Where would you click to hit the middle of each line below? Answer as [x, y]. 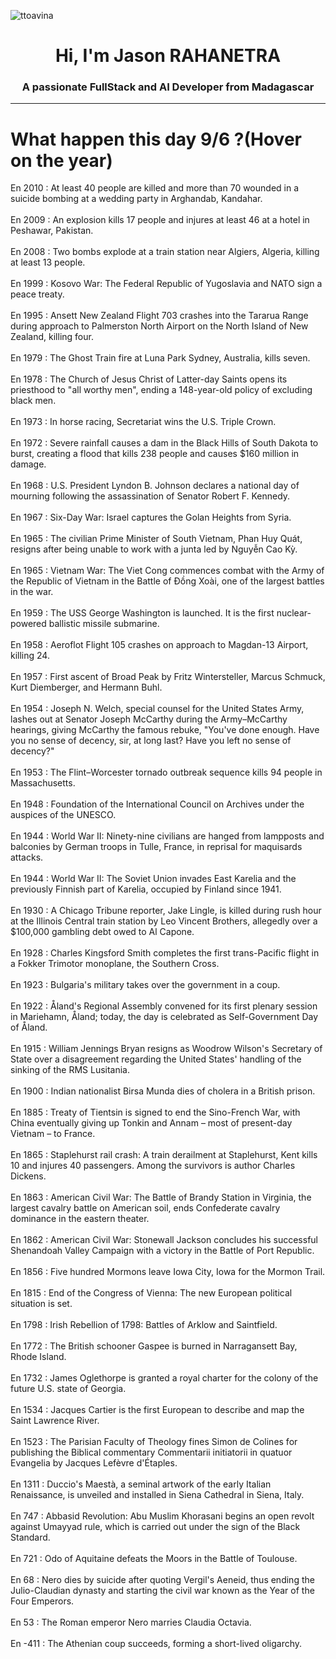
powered [28, 624]
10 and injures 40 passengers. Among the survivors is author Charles [153, 1166]
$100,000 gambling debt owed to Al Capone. [102, 932]
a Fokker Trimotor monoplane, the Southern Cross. [115, 964]
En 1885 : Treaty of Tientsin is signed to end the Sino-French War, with [155, 1112]
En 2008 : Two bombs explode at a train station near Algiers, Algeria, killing [165, 252]
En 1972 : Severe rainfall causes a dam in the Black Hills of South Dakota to [164, 443]
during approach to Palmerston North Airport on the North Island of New [159, 326]
